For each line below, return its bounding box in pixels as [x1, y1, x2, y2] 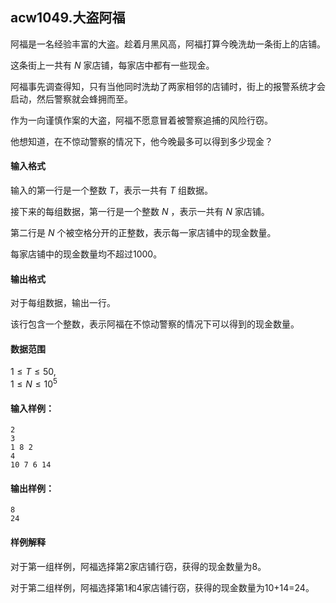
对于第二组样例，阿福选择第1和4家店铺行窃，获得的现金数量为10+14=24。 [10, 581, 315, 593]
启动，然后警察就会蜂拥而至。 [10, 93, 133, 105]
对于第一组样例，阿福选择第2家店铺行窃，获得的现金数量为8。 [10, 560, 267, 572]
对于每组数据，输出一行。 [10, 297, 116, 309]
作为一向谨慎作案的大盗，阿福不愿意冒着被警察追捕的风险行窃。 [10, 114, 273, 126]
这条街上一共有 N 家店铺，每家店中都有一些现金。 [10, 59, 215, 71]
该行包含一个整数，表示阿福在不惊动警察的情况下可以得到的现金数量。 [10, 318, 300, 330]
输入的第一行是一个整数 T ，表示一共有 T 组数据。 [10, 184, 213, 197]
